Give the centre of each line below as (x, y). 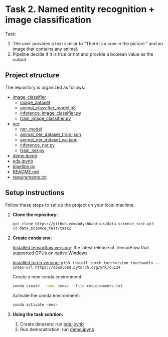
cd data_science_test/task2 (42, 228)
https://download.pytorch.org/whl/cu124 (78, 268)
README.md (26, 172)
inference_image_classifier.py (51, 113)
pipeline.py (24, 166)
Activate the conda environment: (46, 296)
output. (20, 59)
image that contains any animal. (45, 49)
